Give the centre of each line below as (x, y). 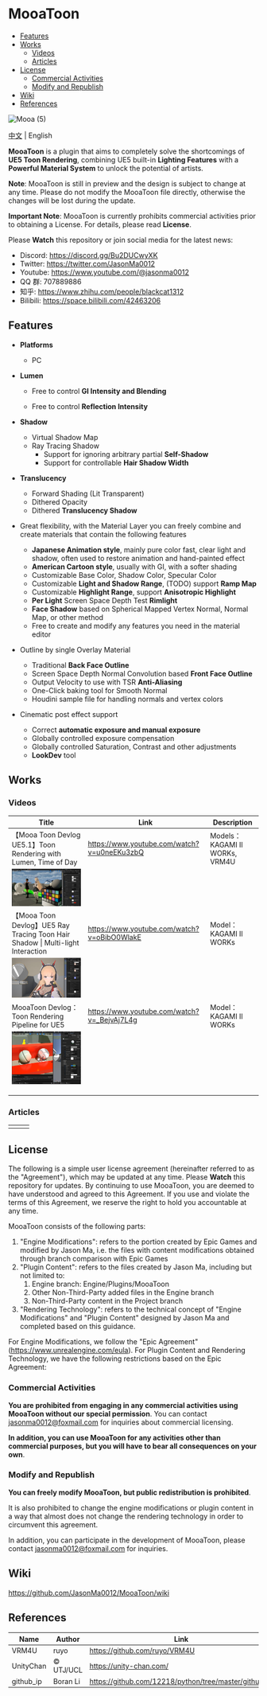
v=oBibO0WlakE (114, 937)
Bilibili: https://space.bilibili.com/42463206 (90, 300)
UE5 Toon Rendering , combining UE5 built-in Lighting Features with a (124, 159)
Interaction (29, 951)
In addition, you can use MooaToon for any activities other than (114, 1437)
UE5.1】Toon (33, 845)
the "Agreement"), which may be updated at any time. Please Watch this (127, 1177)
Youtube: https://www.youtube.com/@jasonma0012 (104, 272)
